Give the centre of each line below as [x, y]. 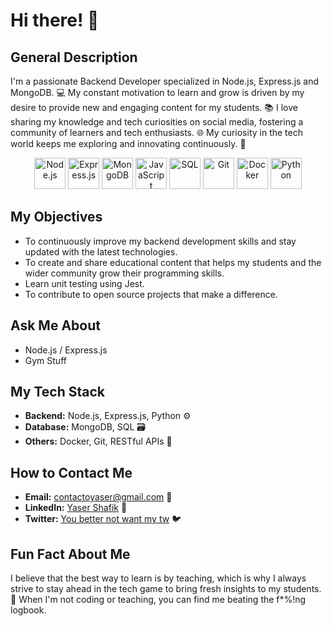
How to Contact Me [71, 472]
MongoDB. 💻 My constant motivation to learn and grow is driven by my [157, 92]
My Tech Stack [57, 392]
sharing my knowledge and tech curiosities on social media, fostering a [157, 122]
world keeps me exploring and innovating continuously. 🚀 [128, 143]
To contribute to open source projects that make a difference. [151, 294]
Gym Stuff [45, 360]
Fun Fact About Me [70, 554]
